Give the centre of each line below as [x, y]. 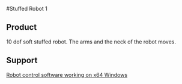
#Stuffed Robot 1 [27, 9]
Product [22, 27]
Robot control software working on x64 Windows [67, 74]
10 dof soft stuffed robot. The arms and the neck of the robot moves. [91, 42]
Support [22, 60]
